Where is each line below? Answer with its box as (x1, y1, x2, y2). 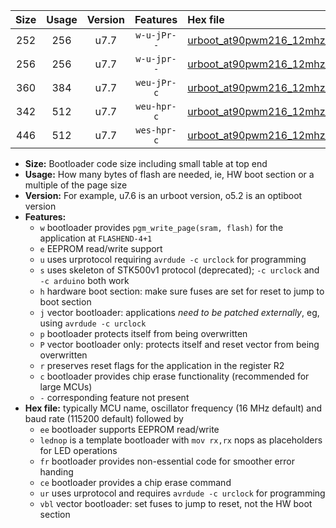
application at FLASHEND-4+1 (39, 232, 153, 244)
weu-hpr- (135, 101, 177, 112)
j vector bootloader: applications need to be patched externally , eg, (39, 307, 320, 318)
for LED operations (39, 445, 118, 456)
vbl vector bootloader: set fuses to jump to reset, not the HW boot (39, 498, 313, 509)
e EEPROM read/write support (39, 243, 163, 254)
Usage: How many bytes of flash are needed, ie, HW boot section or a (24, 169, 315, 180)
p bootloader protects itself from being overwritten (39, 328, 248, 339)
